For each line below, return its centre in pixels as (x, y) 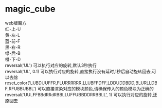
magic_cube (30, 9)
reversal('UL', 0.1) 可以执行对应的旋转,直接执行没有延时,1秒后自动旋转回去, (79, 71)
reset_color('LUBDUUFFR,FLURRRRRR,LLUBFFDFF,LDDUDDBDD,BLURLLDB (81, 83)
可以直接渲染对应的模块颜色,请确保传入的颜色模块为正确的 (96, 89)
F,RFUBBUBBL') (21, 89)
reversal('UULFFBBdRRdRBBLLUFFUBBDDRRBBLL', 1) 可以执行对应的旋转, (79, 94)
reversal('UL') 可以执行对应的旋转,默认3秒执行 (51, 65)
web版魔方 (16, 23)
